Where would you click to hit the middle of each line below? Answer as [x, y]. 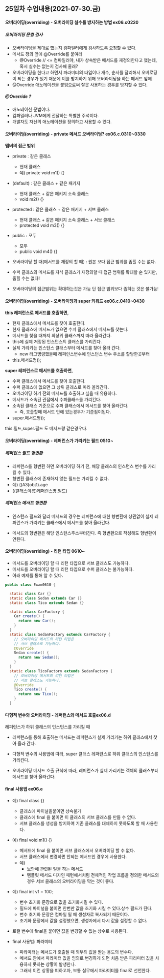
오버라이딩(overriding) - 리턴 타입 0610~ [45, 551]
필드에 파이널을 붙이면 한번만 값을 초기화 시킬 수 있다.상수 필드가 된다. [86, 908]
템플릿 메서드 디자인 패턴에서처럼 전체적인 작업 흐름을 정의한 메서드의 [93, 875]
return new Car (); [37, 621]
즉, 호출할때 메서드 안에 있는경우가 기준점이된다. [65, 412]
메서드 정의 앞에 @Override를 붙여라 [47, 54]
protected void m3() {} [42, 225]
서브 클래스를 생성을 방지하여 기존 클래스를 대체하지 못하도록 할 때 [82, 823]
